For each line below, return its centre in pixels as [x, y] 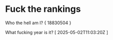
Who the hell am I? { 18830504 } [38, 23]
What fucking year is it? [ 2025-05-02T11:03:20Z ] [57, 32]
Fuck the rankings [43, 9]
